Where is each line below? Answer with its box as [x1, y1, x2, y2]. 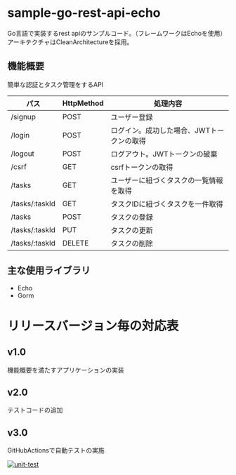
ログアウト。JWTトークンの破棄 [110, 149, 218, 159]
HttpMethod [62, 98, 104, 108]
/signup [11, 112, 37, 121]
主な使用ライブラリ [7, 265, 91, 276]
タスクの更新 [110, 225, 153, 235]
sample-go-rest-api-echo [7, 5, 161, 21]
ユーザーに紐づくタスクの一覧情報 [110, 175, 223, 185]
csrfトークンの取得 [110, 162, 173, 172]
